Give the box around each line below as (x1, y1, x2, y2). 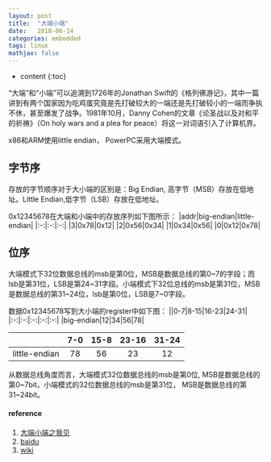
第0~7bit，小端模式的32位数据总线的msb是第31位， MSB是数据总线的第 (8, 380, 248, 389)
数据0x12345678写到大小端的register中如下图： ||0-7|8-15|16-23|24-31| (8, 306, 248, 315)
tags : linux (8, 42, 48, 50)
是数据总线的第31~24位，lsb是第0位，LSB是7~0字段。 (8, 289, 190, 298)
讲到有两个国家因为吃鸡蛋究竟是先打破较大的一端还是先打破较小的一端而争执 (8, 98, 263, 107)
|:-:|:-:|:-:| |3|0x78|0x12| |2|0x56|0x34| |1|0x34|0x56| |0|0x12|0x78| (35, 220, 261, 230)
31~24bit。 (8, 389, 45, 399)
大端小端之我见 (19, 427, 70, 437)
